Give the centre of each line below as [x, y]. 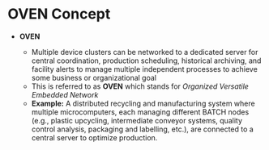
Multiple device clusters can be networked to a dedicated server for [145, 52]
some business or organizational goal [94, 77]
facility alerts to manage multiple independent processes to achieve [145, 69]
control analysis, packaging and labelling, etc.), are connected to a [143, 129]
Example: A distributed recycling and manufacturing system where [143, 103]
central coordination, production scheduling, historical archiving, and [146, 60]
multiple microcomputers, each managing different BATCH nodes [140, 112]
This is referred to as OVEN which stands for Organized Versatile [140, 86]
